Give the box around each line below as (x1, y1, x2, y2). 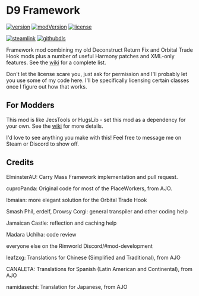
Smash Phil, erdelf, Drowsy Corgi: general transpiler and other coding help (6, 207, 188, 215)
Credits (6, 158, 34, 168)
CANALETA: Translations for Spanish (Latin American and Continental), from (6, 265, 193, 272)
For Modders (6, 100, 55, 111)
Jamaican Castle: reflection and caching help (6, 219, 117, 226)
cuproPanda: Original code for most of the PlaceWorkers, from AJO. (6, 185, 172, 192)
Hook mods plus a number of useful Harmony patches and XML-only (6, 52, 175, 59)
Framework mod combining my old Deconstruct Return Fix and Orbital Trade (6, 46, 193, 53)
